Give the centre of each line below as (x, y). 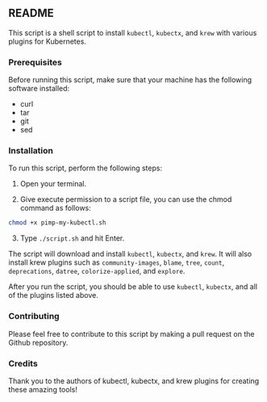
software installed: (39, 89)
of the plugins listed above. (53, 295)
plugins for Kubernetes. (48, 41)
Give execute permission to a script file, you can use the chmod (126, 199)
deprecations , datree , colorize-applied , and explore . (97, 271)
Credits (23, 363)
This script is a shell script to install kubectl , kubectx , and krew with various (133, 32)
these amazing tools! (43, 389)
